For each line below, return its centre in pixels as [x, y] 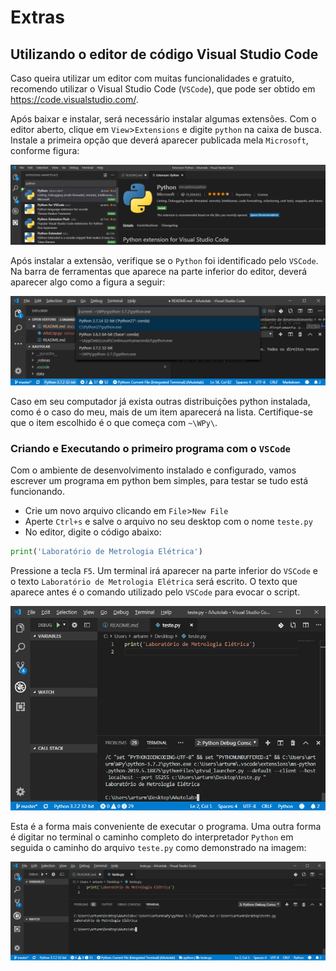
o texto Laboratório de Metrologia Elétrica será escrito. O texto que [154, 581]
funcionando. [37, 491]
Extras [37, 17]
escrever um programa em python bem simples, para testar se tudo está [159, 480]
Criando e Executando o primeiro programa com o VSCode [150, 448]
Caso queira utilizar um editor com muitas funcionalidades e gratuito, [152, 78]
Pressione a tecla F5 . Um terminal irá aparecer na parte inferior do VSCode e [164, 570]
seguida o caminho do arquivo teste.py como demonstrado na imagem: [158, 847]
